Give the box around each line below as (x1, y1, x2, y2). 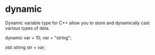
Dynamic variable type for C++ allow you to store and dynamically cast (5, 20, 150, 26)
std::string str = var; (5, 44, 46, 50)
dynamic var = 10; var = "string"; (5, 35, 72, 41)
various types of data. (5, 25, 50, 31)
